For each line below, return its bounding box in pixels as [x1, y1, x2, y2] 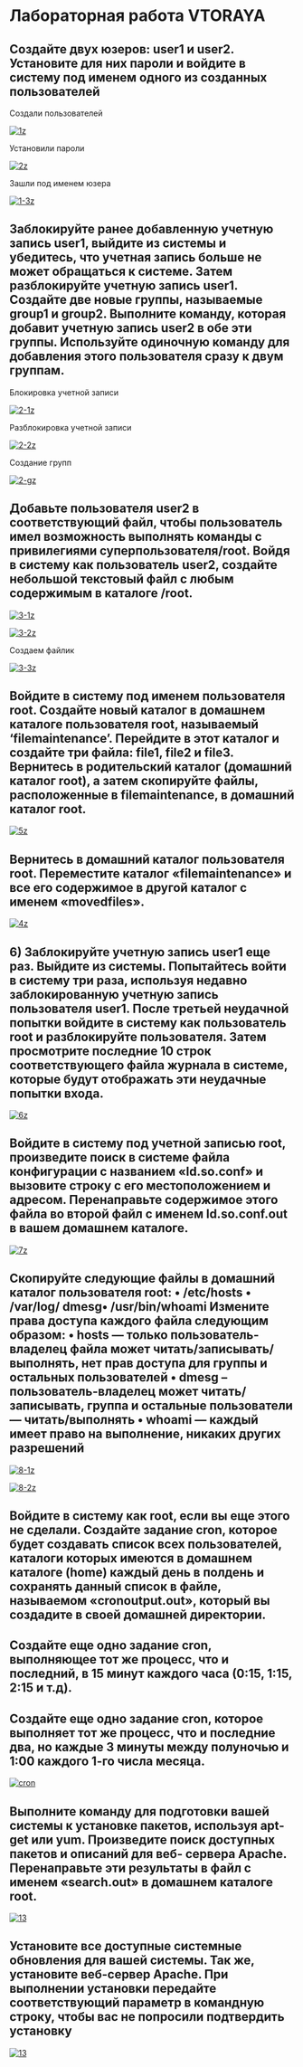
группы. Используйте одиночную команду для [9, 335, 290, 350]
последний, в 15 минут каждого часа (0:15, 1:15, [9, 1666, 292, 1682]
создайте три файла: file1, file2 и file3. [9, 745, 234, 761]
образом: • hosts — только [9, 1327, 168, 1343]
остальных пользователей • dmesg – [9, 1370, 228, 1385]
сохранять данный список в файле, [9, 1579, 222, 1595]
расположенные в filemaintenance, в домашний [9, 788, 295, 803]
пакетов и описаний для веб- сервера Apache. [9, 1846, 288, 1862]
